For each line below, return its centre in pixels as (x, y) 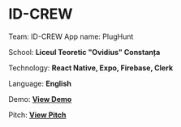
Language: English (40, 83)
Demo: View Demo (40, 99)
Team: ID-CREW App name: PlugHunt (71, 36)
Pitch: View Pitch (37, 115)
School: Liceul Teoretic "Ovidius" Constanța (84, 52)
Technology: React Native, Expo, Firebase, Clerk (91, 68)
